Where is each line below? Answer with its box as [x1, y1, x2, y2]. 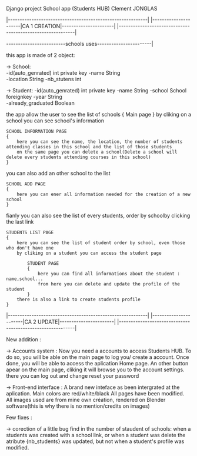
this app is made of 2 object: [6, 52, 75, 58]
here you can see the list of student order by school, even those [16, 240, 185, 246]
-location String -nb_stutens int [6, 76, 82, 82]
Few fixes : [6, 414, 32, 421]
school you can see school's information [6, 117, 105, 124]
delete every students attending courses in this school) [6, 154, 151, 160]
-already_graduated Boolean [6, 99, 75, 106]
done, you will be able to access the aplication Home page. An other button [6, 360, 189, 367]
